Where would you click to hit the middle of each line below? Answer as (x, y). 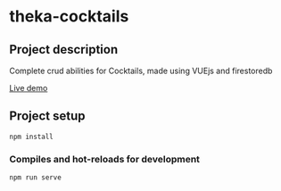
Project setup (48, 116)
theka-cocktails (69, 17)
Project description (64, 50)
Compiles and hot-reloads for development (105, 159)
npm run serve (36, 178)
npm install (31, 137)
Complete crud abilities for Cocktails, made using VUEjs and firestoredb (141, 71)
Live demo (29, 88)
